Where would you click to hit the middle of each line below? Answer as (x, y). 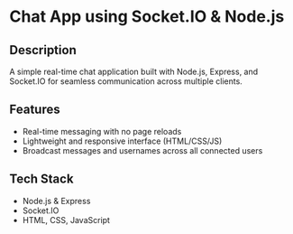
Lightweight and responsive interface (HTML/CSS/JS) (122, 141)
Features (35, 110)
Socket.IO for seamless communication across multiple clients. (126, 81)
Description (43, 50)
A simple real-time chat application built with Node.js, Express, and (134, 71)
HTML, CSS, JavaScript (66, 220)
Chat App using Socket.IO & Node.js (147, 17)
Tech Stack (41, 179)
